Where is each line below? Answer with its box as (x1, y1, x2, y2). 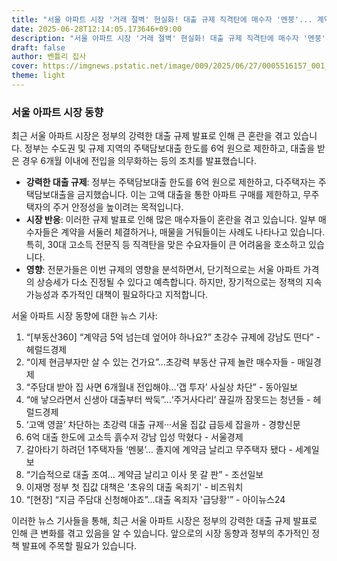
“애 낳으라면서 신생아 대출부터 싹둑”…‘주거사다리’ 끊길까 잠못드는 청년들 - (25, 394, 311, 406)
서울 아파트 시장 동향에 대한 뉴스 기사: (11, 310, 158, 322)
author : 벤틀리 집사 (11, 52, 87, 62)
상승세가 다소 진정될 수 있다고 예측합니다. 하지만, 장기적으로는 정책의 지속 (36, 276, 323, 288)
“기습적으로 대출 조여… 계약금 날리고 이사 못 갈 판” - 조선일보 (25, 469, 264, 481)
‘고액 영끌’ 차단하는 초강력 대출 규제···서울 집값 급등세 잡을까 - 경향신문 (25, 419, 301, 431)
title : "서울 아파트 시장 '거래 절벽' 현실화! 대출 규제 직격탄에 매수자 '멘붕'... (11, 14, 313, 25)
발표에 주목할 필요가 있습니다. (21, 540, 138, 552)
